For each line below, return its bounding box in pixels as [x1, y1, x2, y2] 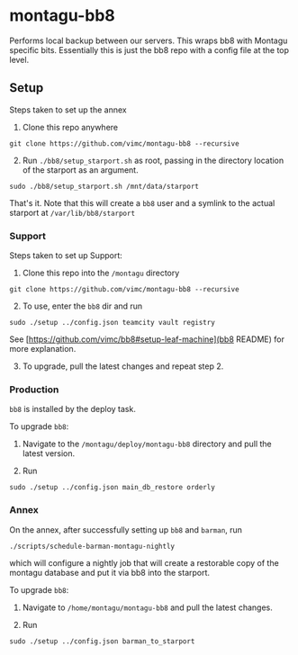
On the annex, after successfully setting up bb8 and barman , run [9, 524, 243, 535]
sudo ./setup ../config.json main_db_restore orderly [9, 483, 216, 492]
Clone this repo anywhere [22, 121, 119, 132]
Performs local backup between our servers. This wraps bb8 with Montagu [9, 35, 288, 46]
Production [9, 383, 59, 396]
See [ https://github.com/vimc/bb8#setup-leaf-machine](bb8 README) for [9, 334, 285, 345]
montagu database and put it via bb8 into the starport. [9, 567, 210, 578]
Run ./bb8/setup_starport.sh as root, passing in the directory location [22, 155, 284, 166]
